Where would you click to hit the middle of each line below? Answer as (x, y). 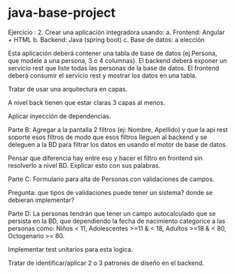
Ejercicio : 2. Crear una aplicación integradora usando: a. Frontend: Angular (116, 32)
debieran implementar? (41, 200)
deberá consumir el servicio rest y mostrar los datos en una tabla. (102, 75)
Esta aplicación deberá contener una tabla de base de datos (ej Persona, (113, 53)
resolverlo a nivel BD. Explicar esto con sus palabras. (84, 165)
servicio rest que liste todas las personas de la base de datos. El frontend (114, 68)
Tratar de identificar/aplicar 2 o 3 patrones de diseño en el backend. (106, 263)
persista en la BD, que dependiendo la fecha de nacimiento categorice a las (117, 221)
